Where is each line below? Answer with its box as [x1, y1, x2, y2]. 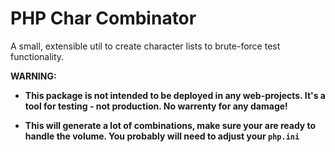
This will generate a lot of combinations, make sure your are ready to [24, 119, 317, 131]
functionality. [10, 50, 65, 62]
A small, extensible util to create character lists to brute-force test [10, 40, 281, 52]
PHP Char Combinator [10, 7, 197, 30]
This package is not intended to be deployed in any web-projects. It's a [24, 89, 326, 101]
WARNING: [10, 70, 57, 82]
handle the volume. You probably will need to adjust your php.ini [24, 130, 300, 142]
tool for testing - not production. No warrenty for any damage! [24, 100, 288, 112]
